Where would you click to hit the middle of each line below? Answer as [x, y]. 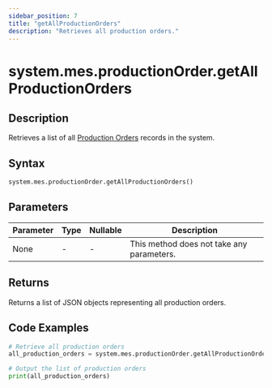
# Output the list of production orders [78, 369]
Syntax [27, 163]
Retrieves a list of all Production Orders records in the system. [112, 138]
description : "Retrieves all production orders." [94, 31]
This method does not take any [188, 244]
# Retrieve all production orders [67, 347]
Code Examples [49, 328]
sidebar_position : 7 [43, 16]
